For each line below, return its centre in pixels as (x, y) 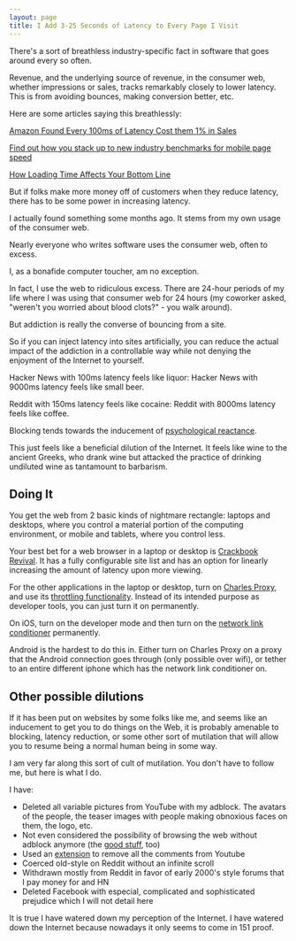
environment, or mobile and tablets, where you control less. (117, 534)
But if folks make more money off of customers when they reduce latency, (144, 191)
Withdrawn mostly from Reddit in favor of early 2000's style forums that (153, 873)
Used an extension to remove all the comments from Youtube (133, 854)
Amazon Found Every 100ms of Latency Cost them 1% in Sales (123, 130)
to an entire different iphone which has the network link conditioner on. (138, 668)
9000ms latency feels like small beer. (77, 387)
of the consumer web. (49, 228)
